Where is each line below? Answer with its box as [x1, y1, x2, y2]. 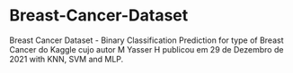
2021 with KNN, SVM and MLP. [9, 53, 124, 64]
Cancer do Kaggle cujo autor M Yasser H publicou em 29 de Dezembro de [9, 44, 284, 54]
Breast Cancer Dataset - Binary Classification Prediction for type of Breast [9, 35, 284, 45]
